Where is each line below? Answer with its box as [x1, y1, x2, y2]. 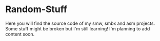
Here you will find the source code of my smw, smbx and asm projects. [5, 20, 155, 26]
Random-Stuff [5, 4, 68, 15]
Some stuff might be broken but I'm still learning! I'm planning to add [5, 25, 150, 31]
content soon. [5, 31, 35, 37]
